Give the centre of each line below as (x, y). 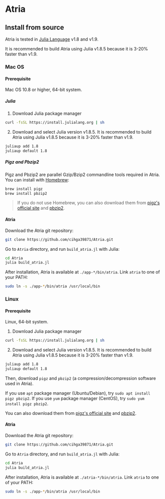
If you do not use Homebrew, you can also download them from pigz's (88, 203)
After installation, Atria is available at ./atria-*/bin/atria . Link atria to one (82, 477)
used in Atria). (19, 383)
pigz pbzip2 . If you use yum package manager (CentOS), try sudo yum (75, 398)
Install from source (35, 27)
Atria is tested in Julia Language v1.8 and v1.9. (52, 39)
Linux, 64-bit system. (27, 322)
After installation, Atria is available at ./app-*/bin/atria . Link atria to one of (82, 272)
